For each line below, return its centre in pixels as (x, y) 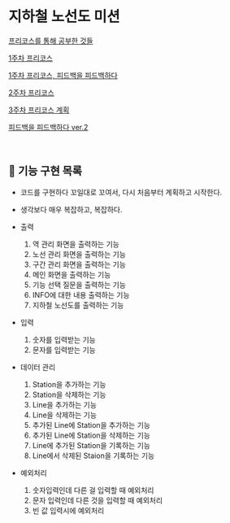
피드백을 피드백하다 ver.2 (48, 127)
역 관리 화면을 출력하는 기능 (76, 244)
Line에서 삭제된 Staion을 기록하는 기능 (93, 455)
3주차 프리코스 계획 (39, 110)
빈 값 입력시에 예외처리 (68, 510)
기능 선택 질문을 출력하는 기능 (79, 285)
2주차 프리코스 (31, 92)
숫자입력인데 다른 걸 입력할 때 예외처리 (93, 490)
